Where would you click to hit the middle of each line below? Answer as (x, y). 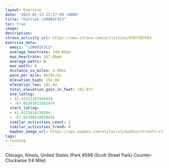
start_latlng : (24, 108)
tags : (11, 136)
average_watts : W (28, 61)
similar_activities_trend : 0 (40, 127)
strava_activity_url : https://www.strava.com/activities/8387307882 (78, 38)
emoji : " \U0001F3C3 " (31, 47)
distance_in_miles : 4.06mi (38, 71)
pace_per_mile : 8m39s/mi (36, 75)
